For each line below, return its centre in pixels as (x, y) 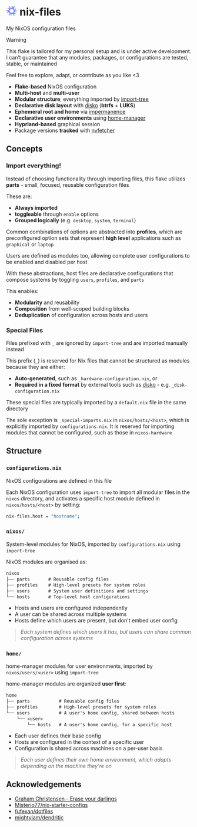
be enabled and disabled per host (47, 262)
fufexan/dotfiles (34, 811)
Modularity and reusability (47, 302)
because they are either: (36, 367)
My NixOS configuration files (41, 28)
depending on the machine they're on (66, 766)
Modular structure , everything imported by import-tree (81, 99)
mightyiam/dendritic (39, 817)
